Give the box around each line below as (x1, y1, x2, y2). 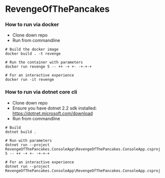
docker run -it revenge (5, 77, 55, 82)
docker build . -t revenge (5, 51, 61, 56)
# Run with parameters (5, 138, 52, 143)
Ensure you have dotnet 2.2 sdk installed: (12, 105, 97, 111)
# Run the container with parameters (5, 60, 83, 65)
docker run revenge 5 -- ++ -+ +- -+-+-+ (5, 64, 92, 70)
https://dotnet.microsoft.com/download (12, 110, 93, 116)
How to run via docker (5, 21, 59, 28)
